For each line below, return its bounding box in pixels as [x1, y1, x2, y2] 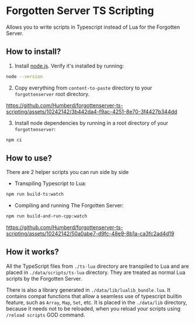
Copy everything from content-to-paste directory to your [14, 84, 152, 91]
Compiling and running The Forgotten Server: [14, 202, 124, 209]
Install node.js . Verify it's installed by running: [14, 62, 124, 69]
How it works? [6, 247, 60, 257]
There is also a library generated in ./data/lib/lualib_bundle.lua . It [6, 286, 170, 294]
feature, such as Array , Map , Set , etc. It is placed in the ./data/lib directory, [6, 299, 187, 306]
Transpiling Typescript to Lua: [14, 180, 86, 187]
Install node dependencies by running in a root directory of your [14, 119, 168, 127]
